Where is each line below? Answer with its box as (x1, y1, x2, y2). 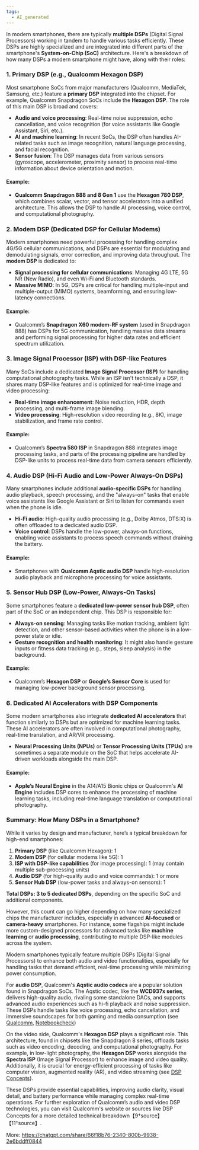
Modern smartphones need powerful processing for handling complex (6, 238, 178, 246)
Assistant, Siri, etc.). (14, 127, 64, 134)
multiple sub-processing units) (14, 866, 90, 873)
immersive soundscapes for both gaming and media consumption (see (6, 1012, 179, 1020)
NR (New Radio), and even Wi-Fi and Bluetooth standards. (14, 275, 157, 282)
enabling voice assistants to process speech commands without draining (14, 534, 193, 541)
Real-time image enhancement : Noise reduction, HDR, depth (14, 398, 165, 405)
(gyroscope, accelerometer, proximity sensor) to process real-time (14, 158, 178, 165)
